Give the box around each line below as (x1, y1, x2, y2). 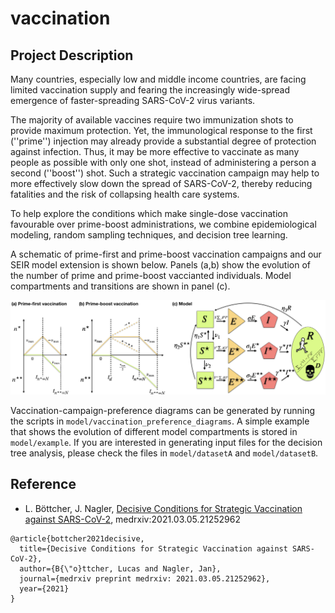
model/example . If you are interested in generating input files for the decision (10, 437, 323, 449)
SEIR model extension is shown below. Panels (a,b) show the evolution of (10, 259, 311, 271)
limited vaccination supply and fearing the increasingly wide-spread (10, 84, 291, 96)
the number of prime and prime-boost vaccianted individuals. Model (10, 270, 292, 281)
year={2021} (19, 583, 70, 594)
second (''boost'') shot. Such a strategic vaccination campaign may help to (10, 167, 320, 179)
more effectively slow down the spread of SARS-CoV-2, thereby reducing (10, 178, 313, 189)
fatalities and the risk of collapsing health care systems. (10, 188, 240, 200)
